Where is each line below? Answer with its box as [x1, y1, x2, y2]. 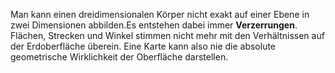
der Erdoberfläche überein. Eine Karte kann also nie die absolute [10, 40, 277, 52]
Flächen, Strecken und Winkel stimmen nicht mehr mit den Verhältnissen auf [10, 30, 325, 41]
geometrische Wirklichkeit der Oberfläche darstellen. [10, 51, 229, 63]
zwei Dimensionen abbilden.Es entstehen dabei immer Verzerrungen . [10, 19, 298, 31]
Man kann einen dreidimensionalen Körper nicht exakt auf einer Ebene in [10, 9, 310, 20]
